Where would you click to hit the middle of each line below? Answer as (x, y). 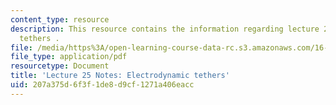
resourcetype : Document (60, 66)
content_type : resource (60, 19)
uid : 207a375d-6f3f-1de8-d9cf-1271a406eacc (102, 85)
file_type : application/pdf (69, 57)
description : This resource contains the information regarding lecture (165, 29)
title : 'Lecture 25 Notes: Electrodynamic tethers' (120, 76)
